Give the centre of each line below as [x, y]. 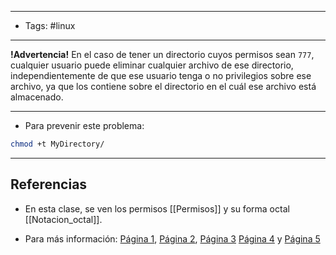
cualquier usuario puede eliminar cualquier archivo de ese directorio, [152, 65]
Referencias [49, 184]
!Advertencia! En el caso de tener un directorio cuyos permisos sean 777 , [162, 54]
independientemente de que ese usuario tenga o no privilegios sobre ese [161, 75]
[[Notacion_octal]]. [63, 219]
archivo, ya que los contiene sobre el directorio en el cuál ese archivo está [163, 86]
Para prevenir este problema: [84, 125]
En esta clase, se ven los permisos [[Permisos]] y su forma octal [157, 208]
